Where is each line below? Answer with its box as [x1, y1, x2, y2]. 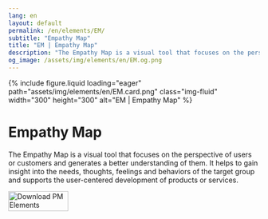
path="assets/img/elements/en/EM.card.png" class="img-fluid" [8, 86, 218, 96]
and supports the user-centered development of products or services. [8, 175, 239, 185]
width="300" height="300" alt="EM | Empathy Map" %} [8, 95, 193, 105]
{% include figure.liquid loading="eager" [8, 78, 142, 88]
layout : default [8, 19, 62, 27]
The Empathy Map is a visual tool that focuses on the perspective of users [8, 149, 253, 159]
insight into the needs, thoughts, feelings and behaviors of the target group [8, 166, 255, 176]
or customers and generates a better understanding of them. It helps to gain [8, 157, 258, 168]
